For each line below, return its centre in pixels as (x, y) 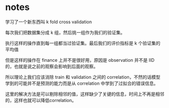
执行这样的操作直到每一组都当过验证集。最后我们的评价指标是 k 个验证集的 (83, 43)
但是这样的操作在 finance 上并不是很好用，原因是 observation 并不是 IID (80, 60)
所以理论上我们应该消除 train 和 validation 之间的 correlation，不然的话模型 (83, 77)
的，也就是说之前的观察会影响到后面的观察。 (52, 66)
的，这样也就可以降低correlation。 (41, 100)
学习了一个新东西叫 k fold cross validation (49, 22)
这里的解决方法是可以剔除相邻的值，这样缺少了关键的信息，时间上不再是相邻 (85, 94)
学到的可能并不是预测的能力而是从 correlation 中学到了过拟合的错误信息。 (82, 83)
